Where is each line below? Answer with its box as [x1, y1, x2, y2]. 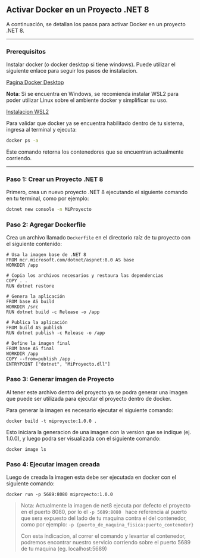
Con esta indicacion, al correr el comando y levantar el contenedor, [20, 532, 186, 540]
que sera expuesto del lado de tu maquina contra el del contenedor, [20, 515, 187, 522]
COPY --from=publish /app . [6, 356, 76, 362]
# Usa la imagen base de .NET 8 [6, 252, 86, 258]
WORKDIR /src [6, 304, 39, 310]
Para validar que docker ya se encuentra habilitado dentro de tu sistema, [6, 120, 185, 127]
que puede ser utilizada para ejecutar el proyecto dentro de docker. [6, 395, 172, 402]
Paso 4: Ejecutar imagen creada [6, 460, 100, 468]
